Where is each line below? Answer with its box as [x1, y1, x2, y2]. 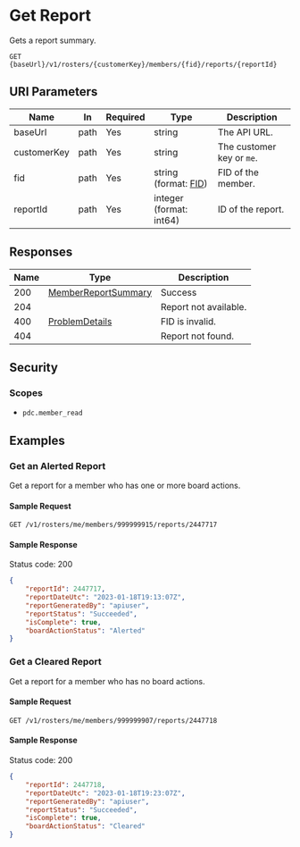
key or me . [217, 151, 258, 164]
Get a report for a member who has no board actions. [9, 675, 205, 686]
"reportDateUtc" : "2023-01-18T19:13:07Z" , [25, 593, 186, 602]
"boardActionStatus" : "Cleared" [25, 822, 146, 831]
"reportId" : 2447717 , [25, 584, 105, 594]
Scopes [9, 386, 43, 398]
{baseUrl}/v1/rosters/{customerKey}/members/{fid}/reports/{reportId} [9, 60, 278, 69]
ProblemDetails [47, 314, 112, 327]
